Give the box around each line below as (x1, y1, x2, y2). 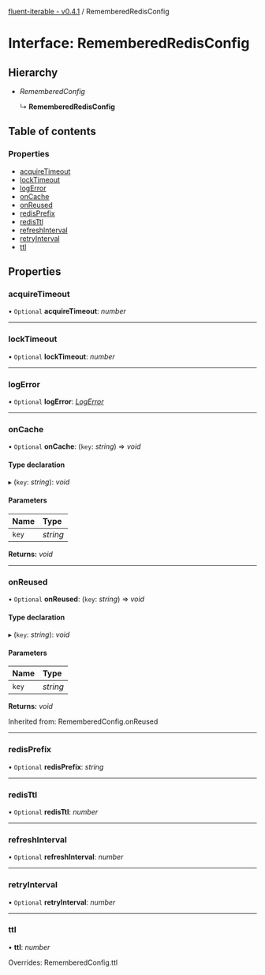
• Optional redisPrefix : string (8, 762, 104, 771)
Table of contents (8, 125, 96, 138)
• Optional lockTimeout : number (8, 352, 116, 361)
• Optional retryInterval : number (8, 897, 116, 907)
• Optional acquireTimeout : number (8, 307, 126, 316)
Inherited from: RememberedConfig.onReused (8, 717, 159, 726)
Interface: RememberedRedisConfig (8, 35, 250, 52)
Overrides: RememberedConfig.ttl (8, 958, 118, 967)
